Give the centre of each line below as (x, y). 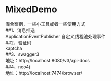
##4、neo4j (18, 67)
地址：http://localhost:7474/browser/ (44, 73)
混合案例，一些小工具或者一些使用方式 (45, 24)
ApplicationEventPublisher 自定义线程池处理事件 (55, 36)
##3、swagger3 (22, 54)
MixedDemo (31, 9)
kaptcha (14, 48)
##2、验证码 (18, 43)
